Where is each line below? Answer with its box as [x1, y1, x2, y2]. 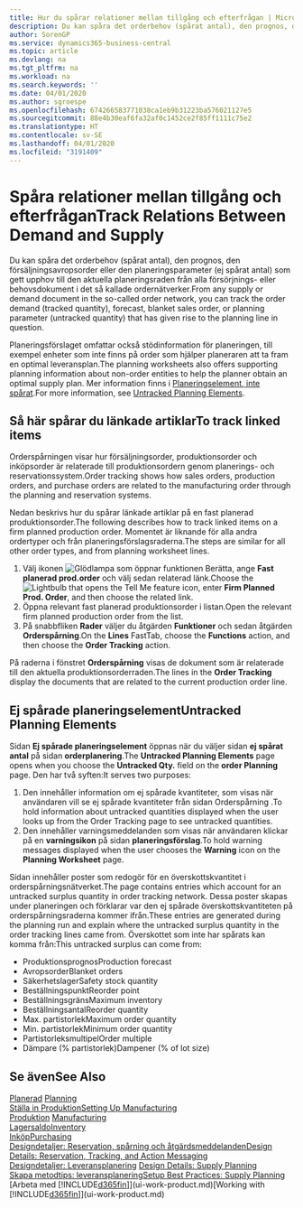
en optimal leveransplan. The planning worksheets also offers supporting [9, 358, 278, 369]
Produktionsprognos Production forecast [22, 956, 172, 967]
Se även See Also [9, 1069, 106, 1084]
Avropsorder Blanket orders [22, 966, 124, 977]
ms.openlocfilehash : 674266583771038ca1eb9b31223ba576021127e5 [9, 106, 252, 115]
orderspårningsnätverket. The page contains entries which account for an [9, 881, 282, 892]
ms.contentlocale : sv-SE [9, 131, 103, 140]
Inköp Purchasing [9, 1131, 72, 1142]
